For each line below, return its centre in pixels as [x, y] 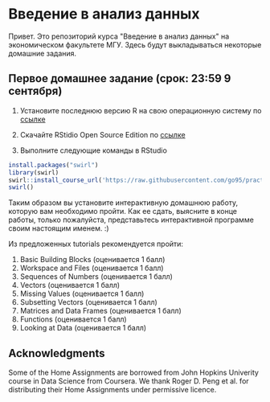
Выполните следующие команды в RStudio [93, 150]
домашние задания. [43, 53]
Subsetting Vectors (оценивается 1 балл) [89, 302]
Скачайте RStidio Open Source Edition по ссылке [103, 134]
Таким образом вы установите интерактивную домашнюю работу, [123, 203]
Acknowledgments [57, 353]
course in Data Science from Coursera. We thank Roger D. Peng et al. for [129, 381]
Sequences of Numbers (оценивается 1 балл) [96, 277]
